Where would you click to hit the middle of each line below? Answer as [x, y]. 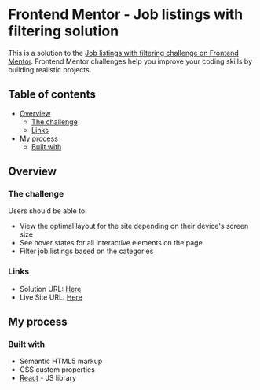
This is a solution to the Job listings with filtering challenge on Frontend [124, 53]
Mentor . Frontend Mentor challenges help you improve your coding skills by [130, 61]
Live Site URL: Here [51, 297]
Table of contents [52, 95]
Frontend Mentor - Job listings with [126, 15]
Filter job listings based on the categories [86, 251]
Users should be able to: [48, 211]
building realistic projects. [50, 69]
